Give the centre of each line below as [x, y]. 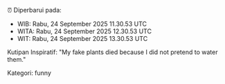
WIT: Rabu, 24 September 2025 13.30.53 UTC [82, 39]
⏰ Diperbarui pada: [35, 10]
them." [17, 59]
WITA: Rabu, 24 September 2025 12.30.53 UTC [84, 31]
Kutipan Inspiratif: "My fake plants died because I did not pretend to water [112, 52]
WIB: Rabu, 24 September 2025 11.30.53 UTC [82, 24]
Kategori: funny [29, 73]
